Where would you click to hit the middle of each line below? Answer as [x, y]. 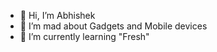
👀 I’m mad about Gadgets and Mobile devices [113, 26]
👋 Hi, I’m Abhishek [57, 15]
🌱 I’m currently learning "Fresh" [84, 36]
